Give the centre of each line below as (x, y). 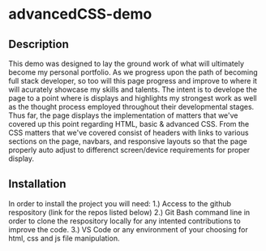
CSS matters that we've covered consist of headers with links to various (129, 132)
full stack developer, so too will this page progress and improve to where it (133, 81)
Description (39, 44)
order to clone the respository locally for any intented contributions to (124, 221)
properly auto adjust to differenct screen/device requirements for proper (129, 150)
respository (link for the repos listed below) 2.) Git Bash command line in (129, 212)
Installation (37, 184)
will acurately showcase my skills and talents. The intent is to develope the (133, 89)
